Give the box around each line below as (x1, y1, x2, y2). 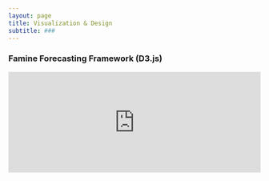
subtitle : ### (8, 26, 56, 34)
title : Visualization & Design (8, 19, 113, 27)
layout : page (8, 11, 52, 20)
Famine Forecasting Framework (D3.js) (8, 53, 163, 64)
